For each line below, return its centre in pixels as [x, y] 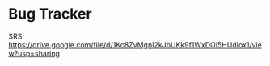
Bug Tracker [50, 14]
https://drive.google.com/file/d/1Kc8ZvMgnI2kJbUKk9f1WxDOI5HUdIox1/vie [135, 44]
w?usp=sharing [34, 53]
